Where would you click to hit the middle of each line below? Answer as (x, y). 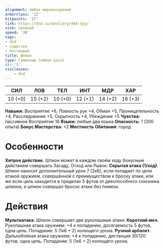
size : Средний (20, 28)
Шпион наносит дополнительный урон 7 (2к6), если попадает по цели (79, 171)
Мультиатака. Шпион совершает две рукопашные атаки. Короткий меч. (82, 220)
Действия (27, 206)
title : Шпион (18, 55)
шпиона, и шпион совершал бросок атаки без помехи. (62, 186)
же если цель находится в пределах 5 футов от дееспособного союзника (82, 181)
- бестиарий (17, 51)
